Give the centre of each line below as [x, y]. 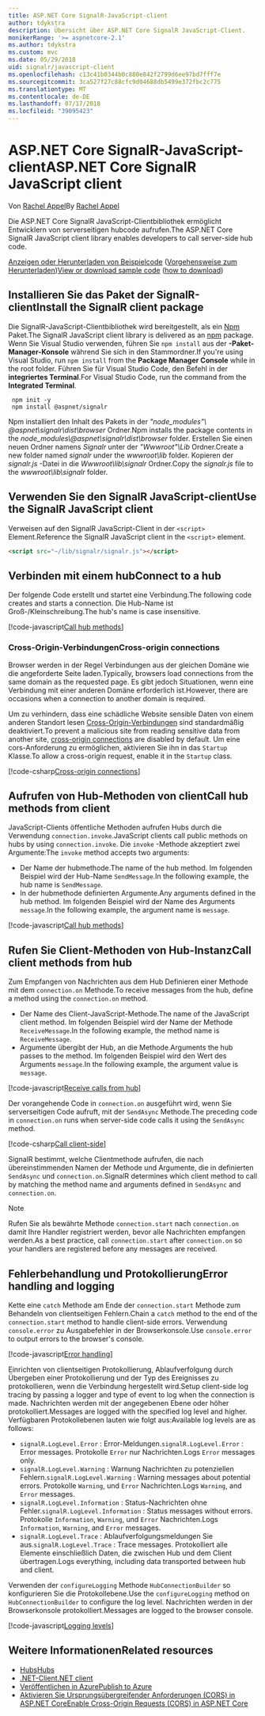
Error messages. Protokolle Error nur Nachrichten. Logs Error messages [137, 1452]
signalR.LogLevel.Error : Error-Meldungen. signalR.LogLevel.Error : [131, 1443]
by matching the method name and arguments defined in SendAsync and [125, 1185]
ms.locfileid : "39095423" [51, 112]
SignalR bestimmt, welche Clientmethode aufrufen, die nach [106, 1160]
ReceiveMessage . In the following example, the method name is [119, 1031]
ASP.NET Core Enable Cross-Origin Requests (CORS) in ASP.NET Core [134, 1703]
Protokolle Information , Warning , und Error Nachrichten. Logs [119, 1519]
